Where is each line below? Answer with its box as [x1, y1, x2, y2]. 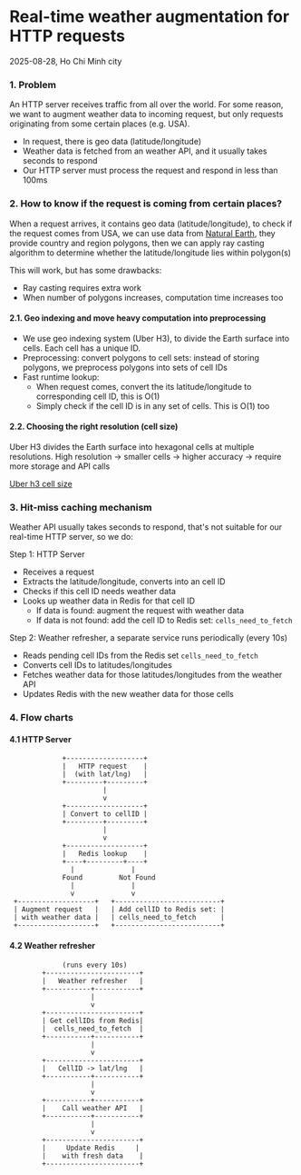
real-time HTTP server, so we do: [9, 532, 133, 543]
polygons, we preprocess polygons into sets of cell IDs [22, 362, 228, 373]
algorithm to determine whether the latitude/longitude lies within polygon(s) [9, 247, 292, 258]
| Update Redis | [42, 1143, 141, 1152]
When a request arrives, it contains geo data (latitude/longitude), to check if [9, 218, 293, 229]
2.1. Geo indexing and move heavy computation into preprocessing [9, 313, 267, 324]
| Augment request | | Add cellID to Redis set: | [13, 905, 225, 914]
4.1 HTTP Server [9, 733, 72, 744]
